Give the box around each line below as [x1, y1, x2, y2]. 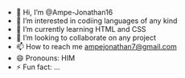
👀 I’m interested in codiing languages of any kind [15, 16, 178, 25]
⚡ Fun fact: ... [15, 62, 60, 72]
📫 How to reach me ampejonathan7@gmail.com [15, 42, 177, 51]
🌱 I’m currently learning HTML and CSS [15, 25, 146, 33]
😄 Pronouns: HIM [15, 53, 76, 63]
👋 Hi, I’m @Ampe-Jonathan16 [15, 8, 113, 17]
